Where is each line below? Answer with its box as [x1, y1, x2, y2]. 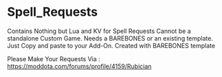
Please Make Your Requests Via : [7, 54, 101, 63]
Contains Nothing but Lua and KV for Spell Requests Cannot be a [7, 27, 191, 35]
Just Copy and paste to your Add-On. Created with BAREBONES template [7, 41, 215, 49]
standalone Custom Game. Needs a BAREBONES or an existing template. [7, 34, 214, 42]
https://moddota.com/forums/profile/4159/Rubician [7, 62, 152, 70]
